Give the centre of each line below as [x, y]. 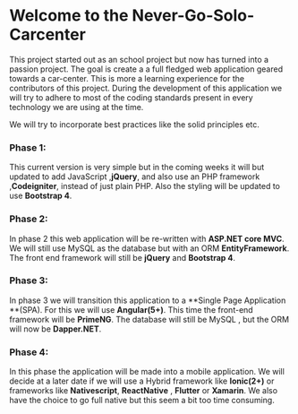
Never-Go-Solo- [193, 16]
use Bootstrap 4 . [41, 196]
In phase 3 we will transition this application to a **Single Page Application [148, 300]
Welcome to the [69, 16]
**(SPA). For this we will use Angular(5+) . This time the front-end [131, 309]
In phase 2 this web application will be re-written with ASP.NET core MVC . [147, 238]
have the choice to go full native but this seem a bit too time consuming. [142, 401]
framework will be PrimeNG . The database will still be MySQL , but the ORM [149, 319]
